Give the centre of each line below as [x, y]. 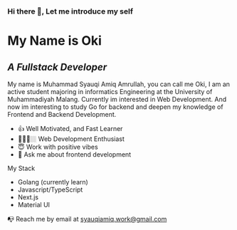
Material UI [34, 204]
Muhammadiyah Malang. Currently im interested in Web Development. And [117, 99]
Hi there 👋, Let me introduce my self [70, 11]
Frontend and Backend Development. [62, 114]
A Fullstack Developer [57, 67]
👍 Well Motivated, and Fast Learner [70, 128]
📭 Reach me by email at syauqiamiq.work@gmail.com [87, 219]
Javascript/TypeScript [50, 189]
